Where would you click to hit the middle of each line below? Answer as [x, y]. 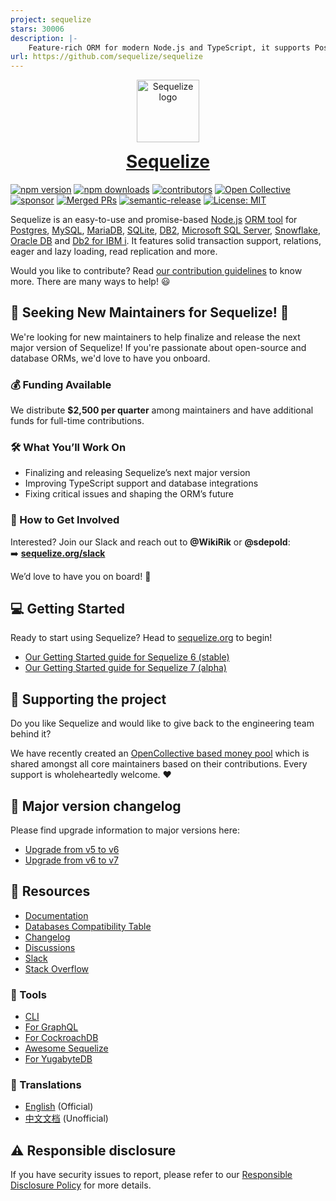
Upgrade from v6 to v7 [72, 860]
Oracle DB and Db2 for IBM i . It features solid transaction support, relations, [166, 240]
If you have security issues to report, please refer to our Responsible [151, 1175]
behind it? [31, 734]
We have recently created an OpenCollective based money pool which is [160, 753]
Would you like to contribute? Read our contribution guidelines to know [156, 270]
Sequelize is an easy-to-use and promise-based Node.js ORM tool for [154, 219]
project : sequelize [51, 19]
